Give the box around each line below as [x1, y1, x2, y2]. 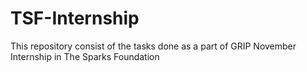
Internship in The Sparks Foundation [10, 50, 160, 62]
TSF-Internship [10, 7, 140, 30]
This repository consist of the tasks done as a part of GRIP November [10, 40, 297, 52]
